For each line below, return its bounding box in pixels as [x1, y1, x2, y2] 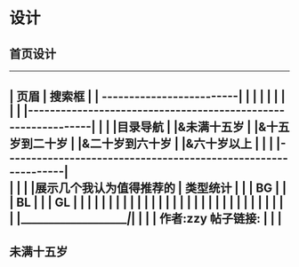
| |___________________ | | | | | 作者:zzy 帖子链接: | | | [9, 211, 282, 226]
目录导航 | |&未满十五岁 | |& [117, 120, 267, 135]
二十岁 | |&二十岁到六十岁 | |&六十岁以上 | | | [32, 137, 274, 152]
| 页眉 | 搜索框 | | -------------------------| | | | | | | [9, 90, 287, 105]
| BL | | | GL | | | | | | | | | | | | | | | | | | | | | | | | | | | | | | [9, 195, 284, 210]
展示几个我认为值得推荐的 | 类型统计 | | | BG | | [35, 181, 287, 196]
